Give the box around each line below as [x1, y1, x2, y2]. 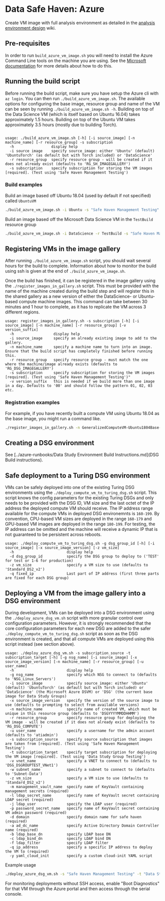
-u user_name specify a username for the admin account [9, 728, 155, 733]
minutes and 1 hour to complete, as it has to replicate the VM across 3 [5, 304, 146, 310]
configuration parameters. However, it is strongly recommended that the [5, 620, 151, 626]
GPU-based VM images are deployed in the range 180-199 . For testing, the [5, 521, 156, 527]
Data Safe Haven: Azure [5, 3, 105, 15]
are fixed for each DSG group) [5, 576, 69, 581]
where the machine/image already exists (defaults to [5, 362, 118, 367]
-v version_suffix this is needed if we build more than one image [9, 379, 155, 384]
